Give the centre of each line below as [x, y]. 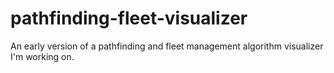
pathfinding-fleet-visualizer [129, 18]
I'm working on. [42, 56]
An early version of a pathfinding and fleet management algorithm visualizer [167, 46]
